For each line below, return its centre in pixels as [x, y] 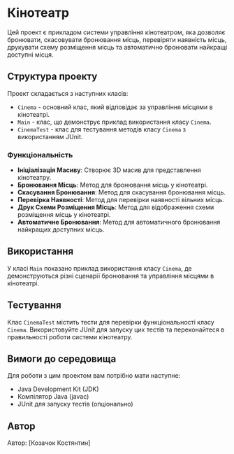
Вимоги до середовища [62, 359]
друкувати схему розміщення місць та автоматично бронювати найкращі [117, 47]
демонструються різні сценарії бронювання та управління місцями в [111, 276]
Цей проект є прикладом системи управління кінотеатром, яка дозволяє [116, 32]
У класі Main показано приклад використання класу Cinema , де [100, 268]
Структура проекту [52, 77]
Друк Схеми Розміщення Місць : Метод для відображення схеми [116, 207]
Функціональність [40, 155]
